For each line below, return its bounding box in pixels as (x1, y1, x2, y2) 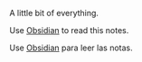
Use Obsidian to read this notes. (9, 25, 129, 35)
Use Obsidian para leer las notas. (9, 42, 133, 53)
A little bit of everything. (9, 8, 99, 18)
